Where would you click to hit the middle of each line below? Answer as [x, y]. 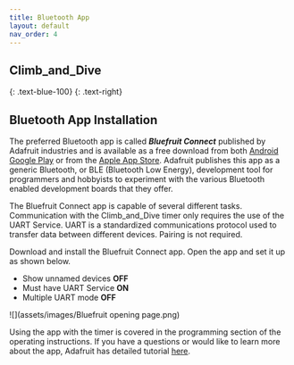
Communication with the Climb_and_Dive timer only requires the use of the [147, 216]
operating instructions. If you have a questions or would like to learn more [145, 341]
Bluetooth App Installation [84, 120]
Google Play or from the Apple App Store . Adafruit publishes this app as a [145, 160]
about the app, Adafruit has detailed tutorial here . [100, 351]
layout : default [39, 26]
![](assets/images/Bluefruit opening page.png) [95, 315]
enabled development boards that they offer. [91, 189]
